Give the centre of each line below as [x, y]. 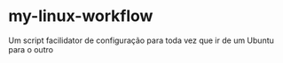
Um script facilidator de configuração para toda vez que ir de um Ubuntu [141, 40]
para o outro [31, 49]
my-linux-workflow [81, 16]
